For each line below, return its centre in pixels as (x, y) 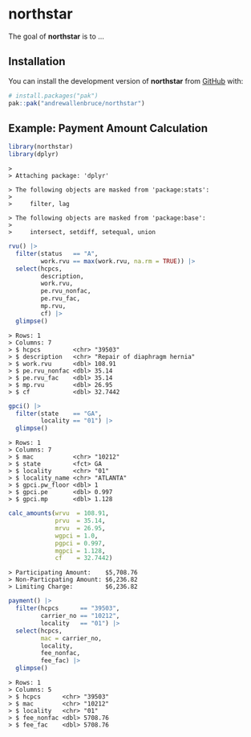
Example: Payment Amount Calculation (108, 128)
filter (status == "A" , (57, 253)
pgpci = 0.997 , (80, 543)
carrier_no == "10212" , (80, 616)
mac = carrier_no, (71, 638)
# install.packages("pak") (53, 96)
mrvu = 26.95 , (80, 528)
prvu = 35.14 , (80, 521)
